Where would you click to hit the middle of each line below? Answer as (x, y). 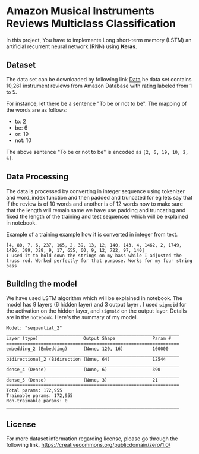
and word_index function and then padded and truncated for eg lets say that (99, 197)
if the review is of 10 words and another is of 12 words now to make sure (94, 204)
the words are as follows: (37, 110)
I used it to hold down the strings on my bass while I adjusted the (94, 256)
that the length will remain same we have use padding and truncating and (96, 210)
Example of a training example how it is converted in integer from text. (92, 234)
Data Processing (37, 177)
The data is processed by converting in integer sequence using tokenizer (96, 191)
